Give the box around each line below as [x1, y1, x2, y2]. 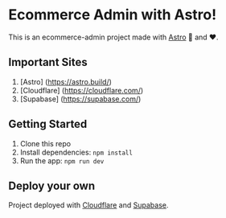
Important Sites [8, 56, 88, 69]
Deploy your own [8, 179, 95, 192]
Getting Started [8, 117, 88, 131]
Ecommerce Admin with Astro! [8, 6, 217, 24]
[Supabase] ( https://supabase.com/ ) [19, 94, 142, 104]
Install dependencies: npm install [19, 147, 133, 157]
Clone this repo [19, 138, 71, 148]
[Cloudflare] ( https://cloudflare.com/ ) [19, 85, 144, 95]
